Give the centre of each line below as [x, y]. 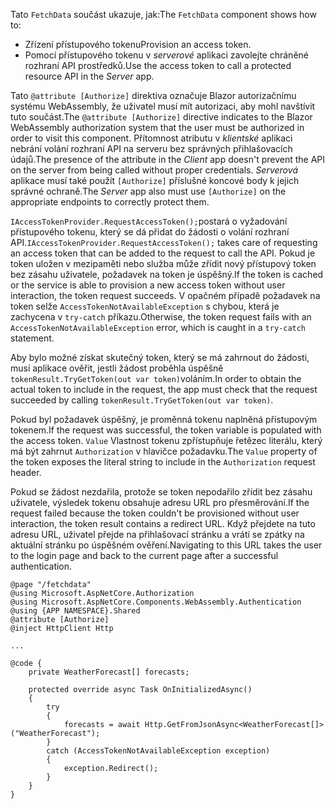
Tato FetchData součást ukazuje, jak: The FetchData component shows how [163, 14]
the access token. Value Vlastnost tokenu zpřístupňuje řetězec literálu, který [166, 440]
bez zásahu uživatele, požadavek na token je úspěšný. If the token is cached [167, 274]
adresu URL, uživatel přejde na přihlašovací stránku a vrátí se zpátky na [157, 534]
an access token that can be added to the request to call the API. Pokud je [163, 253]
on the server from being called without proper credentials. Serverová [154, 170]
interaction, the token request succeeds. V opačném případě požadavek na [165, 295]
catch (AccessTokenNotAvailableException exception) [158, 751]
